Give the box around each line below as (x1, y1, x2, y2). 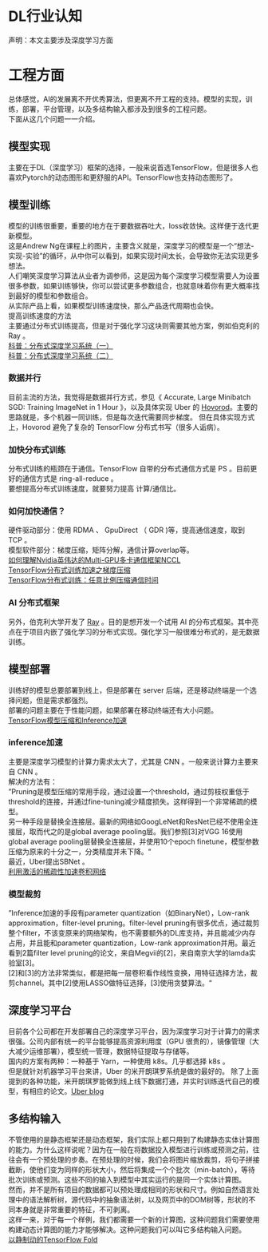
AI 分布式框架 (8, 597, 60, 608)
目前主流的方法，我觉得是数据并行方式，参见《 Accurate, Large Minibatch (8, 392, 251, 402)
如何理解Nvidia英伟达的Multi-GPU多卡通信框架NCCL (8, 555, 181, 565)
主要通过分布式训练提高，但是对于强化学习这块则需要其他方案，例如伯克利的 (8, 320, 260, 330)
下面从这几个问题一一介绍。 (8, 113, 100, 124)
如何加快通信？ (8, 506, 66, 517)
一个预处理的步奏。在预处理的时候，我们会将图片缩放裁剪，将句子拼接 (29, 1155, 260, 1164)
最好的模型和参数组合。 (14, 291, 93, 300)
